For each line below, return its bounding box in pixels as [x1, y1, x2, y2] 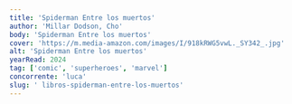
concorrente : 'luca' [9, 72, 88, 81]
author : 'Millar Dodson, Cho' [9, 22, 124, 31]
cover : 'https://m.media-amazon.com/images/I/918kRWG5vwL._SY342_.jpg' [9, 38, 285, 48]
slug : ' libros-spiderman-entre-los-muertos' [9, 80, 184, 90]
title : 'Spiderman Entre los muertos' [9, 13, 155, 23]
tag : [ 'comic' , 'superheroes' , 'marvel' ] [9, 64, 168, 73]
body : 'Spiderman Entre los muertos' [9, 30, 152, 39]
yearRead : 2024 [9, 55, 67, 64]
